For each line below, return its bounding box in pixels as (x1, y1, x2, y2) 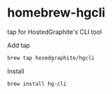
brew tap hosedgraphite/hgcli (7, 54, 95, 62)
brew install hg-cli (7, 80, 67, 87)
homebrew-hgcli (7, 5, 106, 21)
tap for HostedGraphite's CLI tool (7, 28, 102, 36)
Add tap (7, 41, 30, 49)
